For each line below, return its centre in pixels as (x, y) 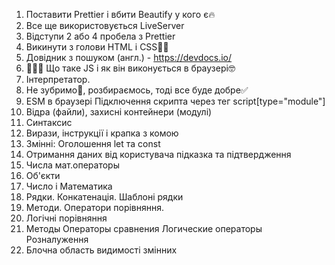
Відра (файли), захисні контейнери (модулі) (119, 112)
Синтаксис (49, 122)
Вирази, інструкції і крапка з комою (102, 133)
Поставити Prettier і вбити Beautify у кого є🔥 (120, 14)
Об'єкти (43, 175)
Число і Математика (69, 186)
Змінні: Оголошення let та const (93, 143)
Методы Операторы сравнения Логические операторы (144, 228)
